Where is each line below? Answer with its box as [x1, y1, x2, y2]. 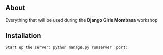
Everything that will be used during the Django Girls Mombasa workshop [5, 17, 158, 23]
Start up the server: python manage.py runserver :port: [5, 45, 128, 50]
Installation [5, 32, 42, 40]
